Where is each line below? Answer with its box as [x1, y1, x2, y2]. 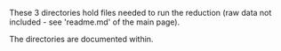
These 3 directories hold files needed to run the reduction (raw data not [9, 8, 272, 18]
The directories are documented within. [9, 34, 154, 44]
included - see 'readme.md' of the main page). [9, 17, 181, 27]
